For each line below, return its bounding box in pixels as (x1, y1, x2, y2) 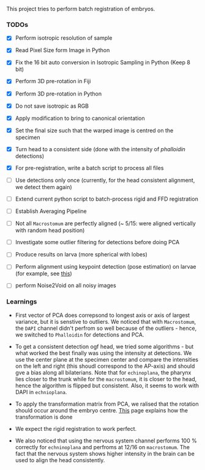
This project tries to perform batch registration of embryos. (6, 6, 155, 12)
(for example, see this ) (15, 270, 72, 277)
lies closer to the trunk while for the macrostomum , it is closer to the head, (15, 375, 197, 382)
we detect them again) (15, 183, 72, 190)
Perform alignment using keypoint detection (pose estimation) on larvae (15, 263, 196, 270)
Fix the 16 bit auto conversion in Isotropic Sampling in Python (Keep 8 (15, 59, 191, 66)
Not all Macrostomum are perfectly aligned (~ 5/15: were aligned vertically (15, 220, 196, 227)
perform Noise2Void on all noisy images (15, 282, 116, 289)
